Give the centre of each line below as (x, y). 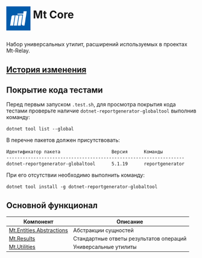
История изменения (46, 69)
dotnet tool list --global (40, 129)
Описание (130, 221)
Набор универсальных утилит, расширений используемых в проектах (97, 45)
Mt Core (53, 15)
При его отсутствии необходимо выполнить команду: (75, 175)
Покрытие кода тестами (55, 90)
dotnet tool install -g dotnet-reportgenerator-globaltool (82, 187)
